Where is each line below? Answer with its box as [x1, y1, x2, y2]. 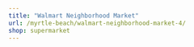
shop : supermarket [8, 26, 70, 34]
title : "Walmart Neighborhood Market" [8, 11, 139, 20]
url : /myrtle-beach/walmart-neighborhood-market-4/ [8, 19, 186, 27]
